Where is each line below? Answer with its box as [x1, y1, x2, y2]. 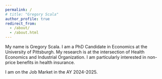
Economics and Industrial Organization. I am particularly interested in [5, 54, 147, 60]
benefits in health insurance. [16, 60, 76, 65]
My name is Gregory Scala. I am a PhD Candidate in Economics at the [5, 44, 148, 49]
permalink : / [5, 7, 32, 12]
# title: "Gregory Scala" [5, 12, 59, 17]
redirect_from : [5, 21, 37, 26]
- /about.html [9, 30, 39, 35]
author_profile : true [5, 16, 50, 21]
